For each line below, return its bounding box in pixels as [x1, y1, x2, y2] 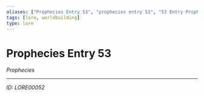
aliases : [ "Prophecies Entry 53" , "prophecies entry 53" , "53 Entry [6, 9, 183, 15]
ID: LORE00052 [6, 84, 45, 91]
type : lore [6, 20, 34, 26]
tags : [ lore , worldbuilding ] [6, 15, 80, 21]
